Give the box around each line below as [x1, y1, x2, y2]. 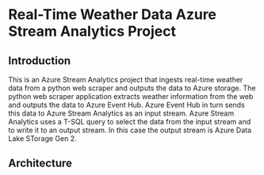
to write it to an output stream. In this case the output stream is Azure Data [8, 125, 252, 135]
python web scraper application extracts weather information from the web [8, 92, 254, 101]
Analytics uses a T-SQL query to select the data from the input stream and [8, 117, 251, 126]
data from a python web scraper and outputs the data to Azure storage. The [8, 83, 256, 93]
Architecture [8, 157, 73, 170]
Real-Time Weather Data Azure [8, 6, 216, 24]
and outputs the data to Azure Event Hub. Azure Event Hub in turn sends [8, 101, 246, 109]
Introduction [8, 54, 71, 67]
